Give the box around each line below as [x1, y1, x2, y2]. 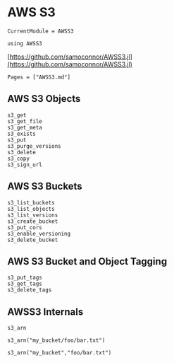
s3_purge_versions [7, 142, 61, 149]
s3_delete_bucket [7, 236, 58, 243]
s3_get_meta [7, 124, 42, 131]
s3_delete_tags [7, 287, 52, 294]
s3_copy [7, 155, 30, 162]
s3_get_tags [7, 280, 42, 287]
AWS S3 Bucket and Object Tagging [7, 255, 168, 267]
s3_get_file [7, 117, 42, 125]
